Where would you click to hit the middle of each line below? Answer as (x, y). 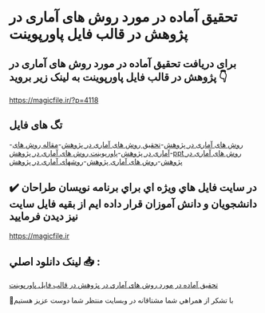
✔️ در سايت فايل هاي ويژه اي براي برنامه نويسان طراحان (133, 188)
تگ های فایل (36, 125)
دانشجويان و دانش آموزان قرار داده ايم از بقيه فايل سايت (133, 204)
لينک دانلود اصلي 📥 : (55, 262)
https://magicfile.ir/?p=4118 (54, 100)
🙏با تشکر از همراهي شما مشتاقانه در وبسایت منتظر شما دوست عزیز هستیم (121, 300)
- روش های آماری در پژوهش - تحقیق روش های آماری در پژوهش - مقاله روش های (126, 145)
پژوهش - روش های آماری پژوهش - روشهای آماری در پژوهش (96, 161)
